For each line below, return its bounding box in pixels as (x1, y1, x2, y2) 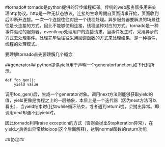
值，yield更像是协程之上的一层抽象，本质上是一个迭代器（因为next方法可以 (5, 98, 157, 103)
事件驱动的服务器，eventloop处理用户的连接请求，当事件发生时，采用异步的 (5, 29, 159, 34)
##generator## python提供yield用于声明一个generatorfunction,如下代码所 (5, 62, 155, 68)
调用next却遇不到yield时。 (5, 110, 58, 115)
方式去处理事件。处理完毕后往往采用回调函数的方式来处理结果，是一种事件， (5, 35, 160, 41)
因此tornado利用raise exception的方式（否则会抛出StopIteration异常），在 (5, 120, 153, 126)
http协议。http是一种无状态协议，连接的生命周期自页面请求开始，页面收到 (9, 10, 159, 16)
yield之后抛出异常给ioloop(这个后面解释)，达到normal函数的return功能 (5, 126, 147, 132)
